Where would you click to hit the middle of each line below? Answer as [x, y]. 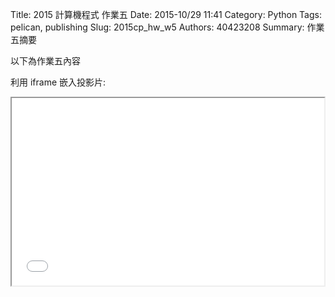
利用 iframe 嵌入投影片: [58, 82]
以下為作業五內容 [45, 61]
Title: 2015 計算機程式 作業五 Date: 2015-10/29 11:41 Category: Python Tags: [166, 14]
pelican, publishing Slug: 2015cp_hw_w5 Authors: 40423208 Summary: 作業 [167, 27]
